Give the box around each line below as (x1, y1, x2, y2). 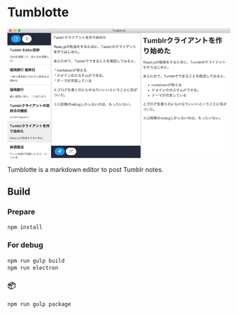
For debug (7, 240, 44, 250)
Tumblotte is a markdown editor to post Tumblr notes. (7, 165, 164, 173)
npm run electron (7, 264, 59, 271)
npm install (7, 224, 42, 231)
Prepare (7, 207, 35, 217)
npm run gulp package (7, 300, 72, 308)
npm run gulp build (7, 257, 65, 264)
